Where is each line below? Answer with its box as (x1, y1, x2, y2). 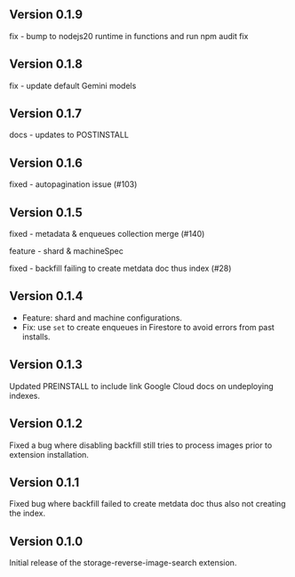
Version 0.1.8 (9, 57, 83, 72)
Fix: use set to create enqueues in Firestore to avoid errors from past (21, 321, 275, 332)
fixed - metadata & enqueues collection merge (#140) (9, 229, 205, 240)
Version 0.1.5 (9, 205, 83, 220)
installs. (21, 331, 51, 342)
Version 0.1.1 (9, 475, 80, 490)
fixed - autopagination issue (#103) (9, 179, 138, 190)
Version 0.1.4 (9, 288, 84, 304)
